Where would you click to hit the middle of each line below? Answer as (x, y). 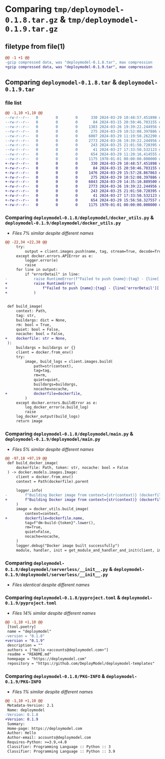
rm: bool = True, (34, 325)
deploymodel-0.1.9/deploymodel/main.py (53, 439)
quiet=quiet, (47, 380)
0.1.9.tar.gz (31, 29)
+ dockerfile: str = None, (36, 339)
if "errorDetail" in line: (52, 274)
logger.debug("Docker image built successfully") (68, 546)
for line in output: (37, 270)
